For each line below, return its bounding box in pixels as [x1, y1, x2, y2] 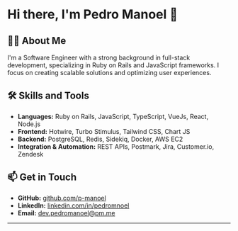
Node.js [17, 120, 41, 128]
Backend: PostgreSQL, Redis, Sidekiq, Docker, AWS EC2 [17, 135, 183, 143]
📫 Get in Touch [7, 171, 77, 184]
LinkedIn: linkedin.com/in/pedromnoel [17, 201, 130, 210]
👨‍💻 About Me [7, 35, 67, 47]
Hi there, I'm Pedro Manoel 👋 [7, 6, 178, 23]
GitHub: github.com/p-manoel [17, 193, 106, 202]
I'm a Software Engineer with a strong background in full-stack [7, 53, 191, 62]
